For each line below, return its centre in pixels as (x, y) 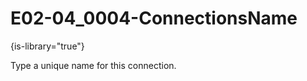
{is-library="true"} (47, 46)
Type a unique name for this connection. (93, 65)
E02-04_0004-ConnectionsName (154, 18)
